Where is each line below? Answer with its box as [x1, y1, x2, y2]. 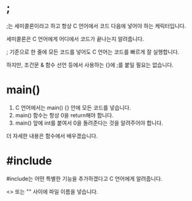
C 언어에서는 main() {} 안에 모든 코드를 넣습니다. [15, 104, 131, 111]
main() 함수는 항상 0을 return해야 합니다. [15, 111, 114, 119]
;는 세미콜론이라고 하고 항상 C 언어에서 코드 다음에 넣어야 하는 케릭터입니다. [6, 22, 186, 29]
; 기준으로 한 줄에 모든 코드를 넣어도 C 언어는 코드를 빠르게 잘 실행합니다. [6, 48, 180, 56]
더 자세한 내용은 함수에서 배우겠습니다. [6, 132, 98, 139]
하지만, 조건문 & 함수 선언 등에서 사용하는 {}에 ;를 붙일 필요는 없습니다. [6, 61, 174, 68]
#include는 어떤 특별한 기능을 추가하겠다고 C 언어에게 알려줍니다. [6, 175, 163, 182]
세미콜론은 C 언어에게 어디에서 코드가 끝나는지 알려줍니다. [6, 35, 144, 42]
